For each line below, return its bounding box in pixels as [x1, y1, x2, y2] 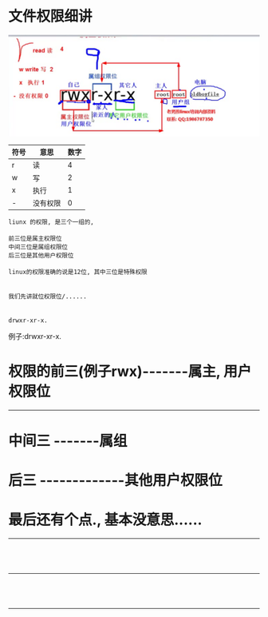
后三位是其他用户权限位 [8, 251, 74, 260]
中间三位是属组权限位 [8, 243, 68, 251]
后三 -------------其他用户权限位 [8, 472, 223, 490]
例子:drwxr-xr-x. [8, 331, 62, 340]
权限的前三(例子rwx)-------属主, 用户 [8, 362, 252, 380]
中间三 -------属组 [8, 432, 128, 450]
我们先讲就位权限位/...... [8, 293, 88, 301]
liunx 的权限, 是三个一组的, [8, 217, 94, 226]
